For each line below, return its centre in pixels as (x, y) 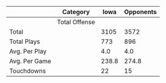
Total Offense (76, 22)
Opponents (141, 12)
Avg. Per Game (30, 61)
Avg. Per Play (28, 51)
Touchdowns (28, 71)
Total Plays (25, 41)
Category (76, 12)
